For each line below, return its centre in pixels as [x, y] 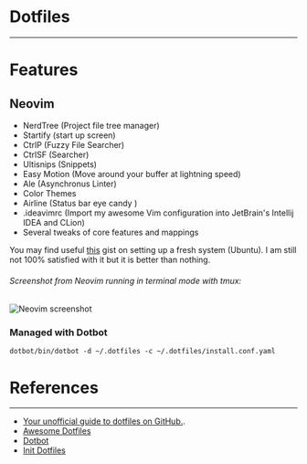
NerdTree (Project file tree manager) [91, 125]
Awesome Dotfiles [57, 431]
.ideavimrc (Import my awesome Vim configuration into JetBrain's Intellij [158, 213]
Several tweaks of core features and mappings [111, 232]
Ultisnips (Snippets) [60, 164]
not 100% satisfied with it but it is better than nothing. [110, 259]
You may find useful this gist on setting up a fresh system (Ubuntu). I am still [153, 249]
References [54, 388]
